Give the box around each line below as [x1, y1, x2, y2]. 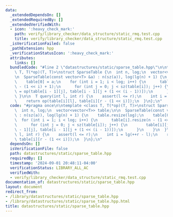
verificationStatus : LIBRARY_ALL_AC [10, 165, 89, 170]
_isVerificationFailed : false [10, 41, 75, 46]
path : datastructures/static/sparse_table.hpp [10, 151, 112, 156]
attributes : [10, 55, 36, 61]
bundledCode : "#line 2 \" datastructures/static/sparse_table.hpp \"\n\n [10, 65, 167, 70]
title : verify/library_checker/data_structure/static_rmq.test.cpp [14, 37, 162, 42]
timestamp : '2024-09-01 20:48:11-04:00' [10, 160, 98, 166]
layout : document [5, 185, 43, 190]
